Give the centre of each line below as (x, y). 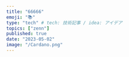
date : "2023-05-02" (31, 39)
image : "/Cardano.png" (34, 45)
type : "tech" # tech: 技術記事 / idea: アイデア (64, 23)
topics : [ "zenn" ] (28, 28)
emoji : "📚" (21, 17)
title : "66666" (25, 12)
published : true (26, 34)
